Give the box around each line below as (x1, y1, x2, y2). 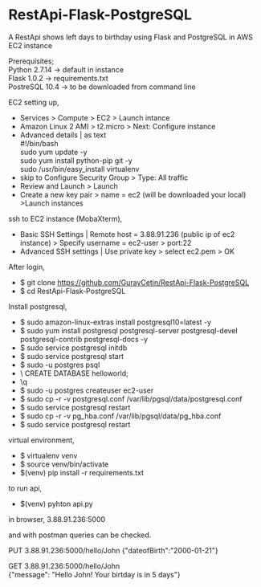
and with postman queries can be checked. (8, 530, 152, 540)
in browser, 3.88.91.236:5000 (8, 514, 106, 524)
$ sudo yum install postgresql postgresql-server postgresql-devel (19, 325, 239, 335)
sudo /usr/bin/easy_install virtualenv (19, 164, 140, 173)
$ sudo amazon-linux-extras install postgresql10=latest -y (19, 317, 211, 327)
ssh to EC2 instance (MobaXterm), (8, 214, 123, 223)
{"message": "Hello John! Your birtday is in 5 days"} (8, 569, 181, 579)
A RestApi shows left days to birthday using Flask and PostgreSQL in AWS (8, 32, 253, 42)
